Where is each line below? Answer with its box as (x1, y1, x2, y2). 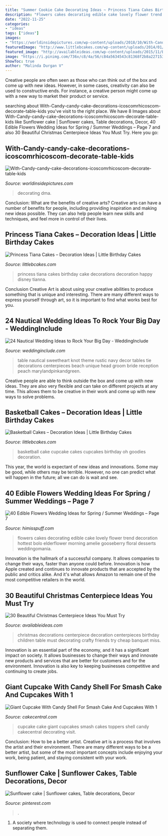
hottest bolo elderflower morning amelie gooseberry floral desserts (17, 540, 156, 546)
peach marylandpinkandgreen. (17, 368, 81, 374)
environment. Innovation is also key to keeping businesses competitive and (5, 663, 160, 669)
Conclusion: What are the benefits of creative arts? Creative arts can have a (5, 199, 161, 206)
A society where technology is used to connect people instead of (12, 819, 147, 825)
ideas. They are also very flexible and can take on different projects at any (5, 383, 158, 389)
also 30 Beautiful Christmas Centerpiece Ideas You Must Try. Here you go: (5, 130, 159, 136)
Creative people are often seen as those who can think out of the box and (5, 77, 157, 83)
